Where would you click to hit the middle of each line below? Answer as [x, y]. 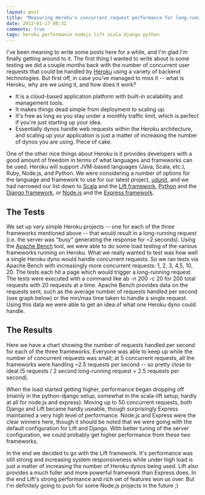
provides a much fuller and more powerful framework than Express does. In [101, 472]
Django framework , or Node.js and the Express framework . [80, 193]
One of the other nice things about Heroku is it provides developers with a [99, 154]
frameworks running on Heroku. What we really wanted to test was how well [102, 252]
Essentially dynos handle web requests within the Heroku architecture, [104, 129]
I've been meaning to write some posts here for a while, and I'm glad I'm [97, 52]
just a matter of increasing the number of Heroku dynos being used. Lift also [102, 466]
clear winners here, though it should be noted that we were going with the [99, 422]
